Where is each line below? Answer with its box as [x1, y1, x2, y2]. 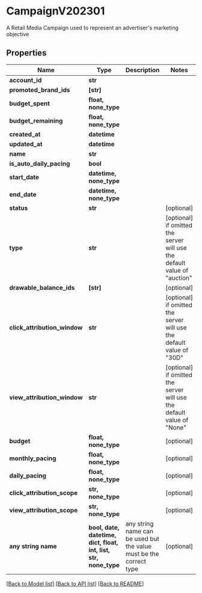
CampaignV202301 [6, 4, 105, 18]
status [9, 203, 28, 212]
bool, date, [88, 523, 120, 532]
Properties [6, 48, 47, 58]
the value [125, 542, 152, 550]
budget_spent [9, 99, 50, 108]
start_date [9, 173, 40, 181]
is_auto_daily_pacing [9, 159, 70, 168]
